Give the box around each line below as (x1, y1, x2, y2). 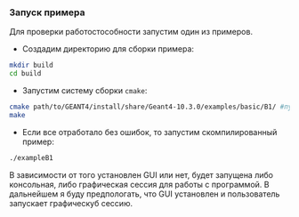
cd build (9, 69, 42, 78)
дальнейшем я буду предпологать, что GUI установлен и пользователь (9, 189, 280, 199)
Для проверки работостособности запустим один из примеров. (9, 27, 254, 37)
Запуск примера (9, 6, 85, 19)
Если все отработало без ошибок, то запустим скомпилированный (21, 126, 278, 137)
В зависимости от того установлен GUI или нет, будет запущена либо (9, 169, 274, 180)
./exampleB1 (9, 153, 53, 162)
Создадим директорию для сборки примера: (21, 44, 194, 54)
